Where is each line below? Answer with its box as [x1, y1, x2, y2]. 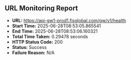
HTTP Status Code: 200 [12, 39, 63, 45]
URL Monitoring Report [5, 4, 79, 13]
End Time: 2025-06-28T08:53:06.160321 [12, 28, 98, 34]
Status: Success [12, 44, 47, 50]
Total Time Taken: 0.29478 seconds [12, 33, 88, 39]
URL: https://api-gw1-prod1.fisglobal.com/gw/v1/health [12, 17, 126, 23]
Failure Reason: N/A [12, 49, 55, 55]
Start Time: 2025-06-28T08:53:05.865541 [12, 23, 101, 29]
